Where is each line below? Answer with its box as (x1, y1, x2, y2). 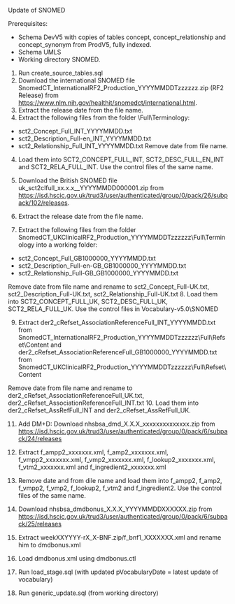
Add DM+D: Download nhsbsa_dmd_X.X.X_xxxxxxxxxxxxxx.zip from (17, 419, 215, 428)
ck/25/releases (17, 520, 62, 528)
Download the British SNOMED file (17, 176, 118, 185)
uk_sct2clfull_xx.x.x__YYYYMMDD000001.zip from (17, 184, 164, 192)
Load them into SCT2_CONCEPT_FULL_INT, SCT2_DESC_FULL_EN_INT (17, 155, 225, 164)
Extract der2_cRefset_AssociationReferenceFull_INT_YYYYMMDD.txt (17, 318, 216, 326)
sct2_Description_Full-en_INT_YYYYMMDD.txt (17, 134, 152, 143)
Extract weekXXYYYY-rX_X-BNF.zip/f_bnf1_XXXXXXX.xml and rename (17, 533, 222, 541)
